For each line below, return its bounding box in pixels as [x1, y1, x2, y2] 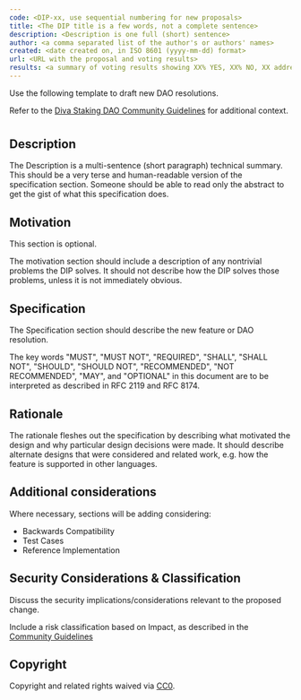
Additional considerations [9, 485, 157, 500]
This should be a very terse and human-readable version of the [9, 169, 243, 180]
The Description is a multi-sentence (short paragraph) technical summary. [9, 160, 284, 171]
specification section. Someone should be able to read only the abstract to [9, 179, 285, 190]
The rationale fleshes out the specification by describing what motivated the [9, 429, 291, 440]
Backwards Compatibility [21, 525, 115, 536]
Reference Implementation [21, 544, 121, 556]
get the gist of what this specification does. [9, 189, 169, 200]
